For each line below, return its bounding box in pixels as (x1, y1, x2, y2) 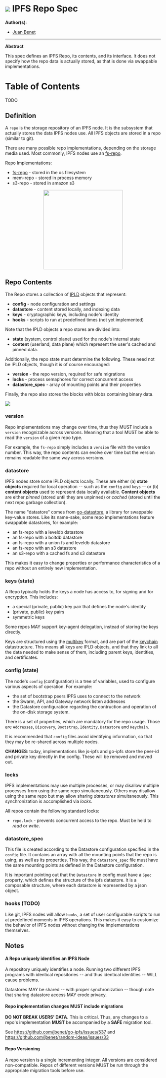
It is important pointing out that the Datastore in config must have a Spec (5, 872, 152, 878)
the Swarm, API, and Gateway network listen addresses (12, 698, 125, 704)
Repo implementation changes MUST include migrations (5, 1003, 124, 1009)
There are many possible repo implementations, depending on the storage (5, 145, 157, 151)
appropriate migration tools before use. (5, 1067, 85, 1073)
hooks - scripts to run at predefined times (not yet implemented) (12, 317, 144, 322)
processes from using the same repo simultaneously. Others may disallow (5, 787, 156, 794)
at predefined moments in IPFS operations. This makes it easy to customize (5, 916, 159, 923)
